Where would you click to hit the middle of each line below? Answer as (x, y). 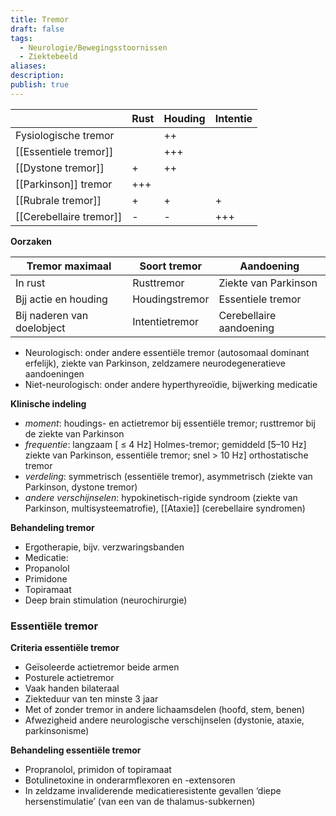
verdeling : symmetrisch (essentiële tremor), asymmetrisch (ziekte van (168, 476)
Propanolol (47, 568)
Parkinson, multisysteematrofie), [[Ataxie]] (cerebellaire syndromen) (165, 508)
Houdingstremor (171, 299)
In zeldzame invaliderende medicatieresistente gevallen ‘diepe (153, 791)
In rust (30, 283)
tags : (21, 38)
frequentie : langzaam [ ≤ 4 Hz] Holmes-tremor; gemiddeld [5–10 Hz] (165, 444)
